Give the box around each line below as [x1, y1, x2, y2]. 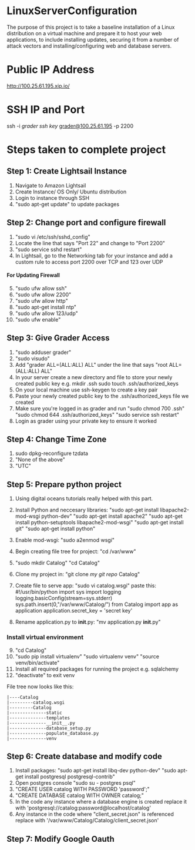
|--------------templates [6, 715, 70, 721]
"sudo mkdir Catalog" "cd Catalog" [15, 560, 100, 567]
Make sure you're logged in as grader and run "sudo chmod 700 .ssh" [15, 404, 185, 412]
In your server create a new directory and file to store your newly [15, 373, 173, 380]
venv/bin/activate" [15, 659, 60, 666]
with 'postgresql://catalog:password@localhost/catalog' [15, 804, 152, 812]
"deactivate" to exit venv [15, 671, 75, 678]
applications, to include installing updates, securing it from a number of [6, 36, 179, 43]
